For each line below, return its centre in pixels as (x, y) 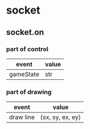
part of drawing (29, 92)
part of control (27, 49)
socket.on (25, 32)
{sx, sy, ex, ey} (61, 117)
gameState (24, 74)
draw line (22, 117)
